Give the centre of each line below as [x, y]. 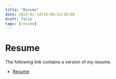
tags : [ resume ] [21, 24]
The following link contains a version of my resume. [58, 62]
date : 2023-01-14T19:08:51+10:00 [40, 14]
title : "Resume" [22, 10]
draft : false [19, 19]
